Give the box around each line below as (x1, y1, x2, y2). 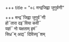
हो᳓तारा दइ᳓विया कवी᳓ (5, 20, 41, 26)
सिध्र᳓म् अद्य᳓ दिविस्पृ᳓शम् (5, 31, 45, 37)
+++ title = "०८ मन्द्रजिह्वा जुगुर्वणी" (5, 5, 64, 10)
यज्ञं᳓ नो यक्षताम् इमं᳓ (5, 26, 37, 32)
